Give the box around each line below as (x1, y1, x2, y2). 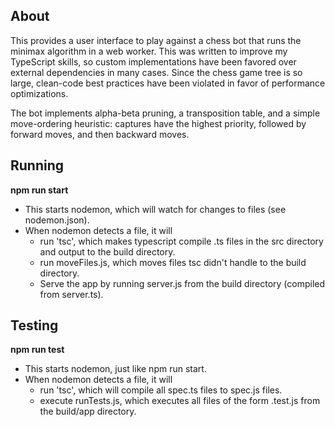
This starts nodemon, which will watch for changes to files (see (24, 203, 287, 215)
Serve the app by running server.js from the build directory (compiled (39, 277, 326, 289)
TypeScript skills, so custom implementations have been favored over (10, 55, 297, 68)
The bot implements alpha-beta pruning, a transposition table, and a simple (10, 107, 321, 119)
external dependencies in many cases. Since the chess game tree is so (10, 66, 303, 78)
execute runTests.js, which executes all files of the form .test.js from (39, 395, 321, 407)
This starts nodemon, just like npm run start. (24, 363, 207, 375)
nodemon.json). (24, 214, 90, 226)
